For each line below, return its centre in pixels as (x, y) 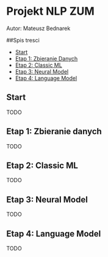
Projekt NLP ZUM (50, 11)
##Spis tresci (23, 40)
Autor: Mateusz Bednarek (38, 28)
